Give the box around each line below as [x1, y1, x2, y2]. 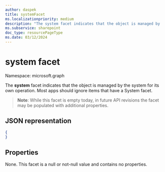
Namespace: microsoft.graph [5, 72, 65, 78]
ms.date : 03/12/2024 [5, 35, 48, 40]
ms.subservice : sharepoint [5, 26, 61, 31]
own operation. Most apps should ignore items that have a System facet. [5, 87, 153, 93]
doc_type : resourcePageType [5, 30, 63, 35]
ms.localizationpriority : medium [5, 16, 74, 21]
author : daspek [5, 7, 37, 12]
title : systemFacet [5, 12, 45, 17]
